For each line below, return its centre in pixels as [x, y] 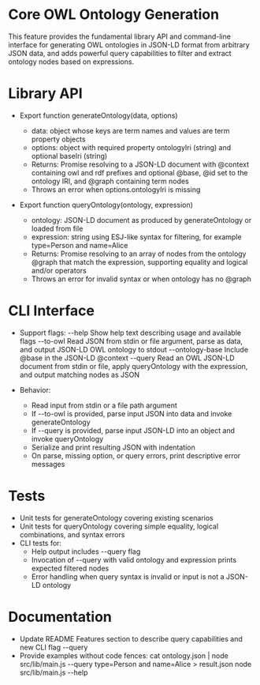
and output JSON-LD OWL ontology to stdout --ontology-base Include [134, 349]
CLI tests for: [40, 543]
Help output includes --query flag [86, 551]
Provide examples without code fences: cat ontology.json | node [124, 655]
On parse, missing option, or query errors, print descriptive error [136, 455]
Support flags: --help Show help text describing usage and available [130, 333]
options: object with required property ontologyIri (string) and [131, 147]
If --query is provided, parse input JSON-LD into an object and [133, 430]
